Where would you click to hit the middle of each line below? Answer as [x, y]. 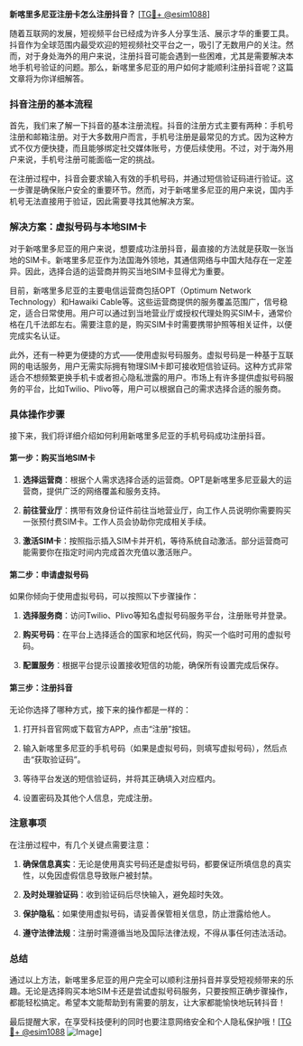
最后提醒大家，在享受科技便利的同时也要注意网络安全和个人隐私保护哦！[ [145, 1022]
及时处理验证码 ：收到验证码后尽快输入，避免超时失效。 [125, 894]
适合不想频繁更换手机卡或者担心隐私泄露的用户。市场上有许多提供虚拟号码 [147, 377]
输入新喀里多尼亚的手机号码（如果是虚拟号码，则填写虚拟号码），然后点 [155, 748]
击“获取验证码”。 [54, 759]
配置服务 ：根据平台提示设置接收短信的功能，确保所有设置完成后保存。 [153, 665]
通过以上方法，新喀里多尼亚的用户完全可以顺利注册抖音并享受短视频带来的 [147, 980]
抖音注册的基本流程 [51, 104]
